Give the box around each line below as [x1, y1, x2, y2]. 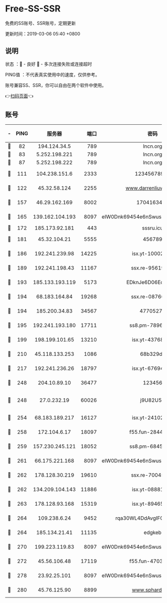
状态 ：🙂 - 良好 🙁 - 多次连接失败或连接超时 [5, 61, 92, 67]
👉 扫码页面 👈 [5, 93, 34, 99]
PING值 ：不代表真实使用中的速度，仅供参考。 [5, 71, 100, 77]
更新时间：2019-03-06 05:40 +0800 [5, 30, 81, 36]
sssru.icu [142, 224, 164, 231]
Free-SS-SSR [5, 3, 61, 14]
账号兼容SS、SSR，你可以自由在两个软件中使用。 [5, 82, 106, 88]
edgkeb [144, 529, 162, 536]
